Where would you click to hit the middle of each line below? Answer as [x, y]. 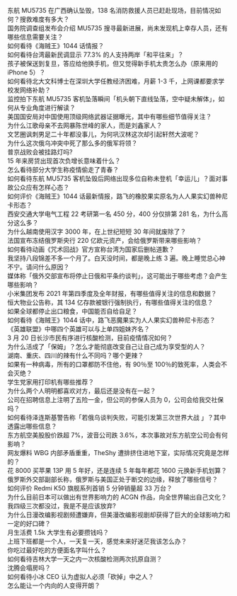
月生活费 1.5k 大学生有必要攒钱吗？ [58, 532]
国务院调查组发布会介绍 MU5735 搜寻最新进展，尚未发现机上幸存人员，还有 [117, 28]
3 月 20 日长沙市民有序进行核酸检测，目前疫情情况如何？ [90, 338]
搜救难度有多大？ [44, 19]
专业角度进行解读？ [47, 108]
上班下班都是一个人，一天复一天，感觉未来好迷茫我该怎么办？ [97, 541]
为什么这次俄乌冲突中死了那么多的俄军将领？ [73, 143]
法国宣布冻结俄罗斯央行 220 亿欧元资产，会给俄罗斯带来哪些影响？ [105, 240]
